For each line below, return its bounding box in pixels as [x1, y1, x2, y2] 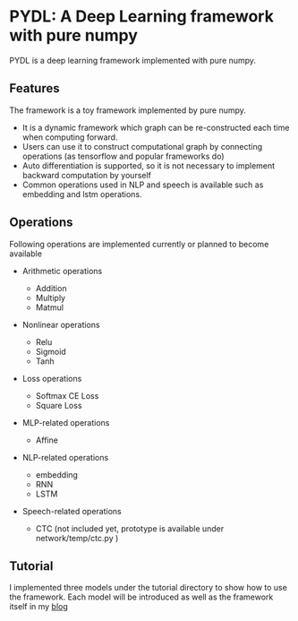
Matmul [35, 302, 64, 313]
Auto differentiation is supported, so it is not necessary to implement [21, 160, 276, 171]
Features [9, 81, 60, 96]
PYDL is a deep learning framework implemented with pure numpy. [9, 55, 257, 65]
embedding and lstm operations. [21, 188, 142, 199]
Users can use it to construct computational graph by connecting [21, 141, 263, 151]
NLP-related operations [21, 452, 109, 462]
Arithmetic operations [21, 265, 103, 276]
